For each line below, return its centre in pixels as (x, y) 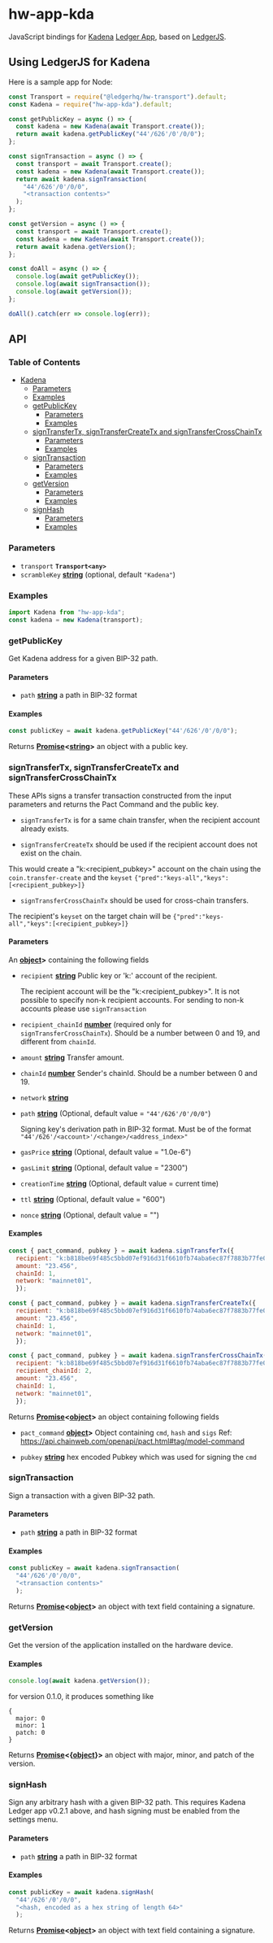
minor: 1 (30, 1726)
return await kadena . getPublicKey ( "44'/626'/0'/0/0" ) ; (110, 134)
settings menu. (33, 1819)
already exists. (44, 828)
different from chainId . (58, 1041)
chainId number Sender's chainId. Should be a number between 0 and (139, 1073)
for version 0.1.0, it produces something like (81, 1697)
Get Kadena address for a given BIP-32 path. (83, 658)
